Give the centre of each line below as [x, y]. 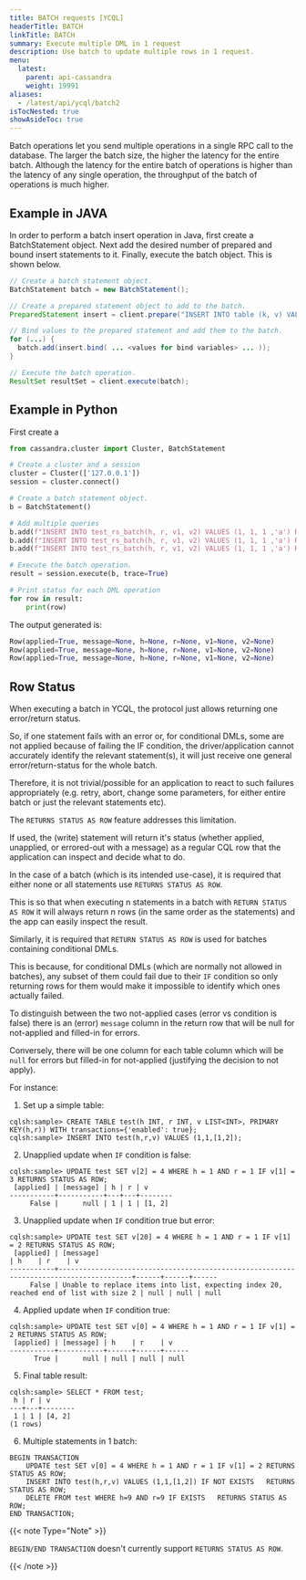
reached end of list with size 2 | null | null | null [116, 1293]
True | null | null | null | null [109, 1359]
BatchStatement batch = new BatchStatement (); [99, 289]
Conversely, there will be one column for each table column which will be [147, 1051]
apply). [23, 1070]
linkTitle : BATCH [42, 35]
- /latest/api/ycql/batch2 [69, 103]
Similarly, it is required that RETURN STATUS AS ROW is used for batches [138, 939]
